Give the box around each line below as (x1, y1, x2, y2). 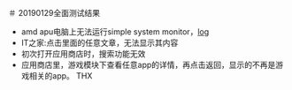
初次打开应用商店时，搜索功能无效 (20, 49, 146, 59)
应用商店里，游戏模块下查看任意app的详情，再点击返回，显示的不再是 (20, 60, 276, 70)
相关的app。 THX (28, 71, 93, 81)
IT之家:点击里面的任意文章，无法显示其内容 (20, 38, 179, 48)
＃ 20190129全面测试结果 (8, 8, 101, 18)
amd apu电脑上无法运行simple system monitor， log (20, 26, 210, 37)
